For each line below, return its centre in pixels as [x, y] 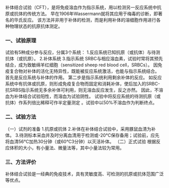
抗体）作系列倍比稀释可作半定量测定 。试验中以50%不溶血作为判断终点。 [81, 103]
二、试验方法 [21, 117]
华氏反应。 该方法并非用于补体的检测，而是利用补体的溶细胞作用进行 [85, 20]
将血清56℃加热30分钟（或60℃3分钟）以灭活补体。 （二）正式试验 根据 [81, 141]
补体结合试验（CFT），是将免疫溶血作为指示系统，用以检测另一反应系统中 [81, 7]
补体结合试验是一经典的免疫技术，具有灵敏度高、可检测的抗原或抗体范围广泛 [84, 174]
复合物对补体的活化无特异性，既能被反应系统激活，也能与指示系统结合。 [84, 71]
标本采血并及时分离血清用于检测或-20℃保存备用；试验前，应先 [94, 135]
